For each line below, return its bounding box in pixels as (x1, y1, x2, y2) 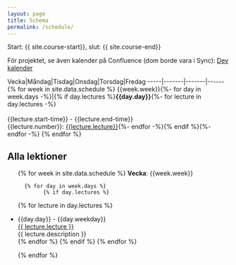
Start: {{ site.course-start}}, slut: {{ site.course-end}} (7, 43, 161, 51)
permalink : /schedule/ (7, 23, 74, 30)
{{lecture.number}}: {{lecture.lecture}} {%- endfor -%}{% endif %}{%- (7, 123, 211, 131)
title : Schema (7, 17, 49, 24)
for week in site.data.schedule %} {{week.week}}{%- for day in (17, 85, 201, 94)
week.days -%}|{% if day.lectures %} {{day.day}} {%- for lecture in (7, 92, 202, 101)
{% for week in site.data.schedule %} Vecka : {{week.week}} (17, 169, 194, 178)
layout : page (7, 10, 46, 18)
